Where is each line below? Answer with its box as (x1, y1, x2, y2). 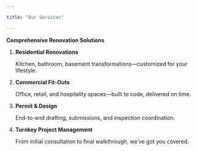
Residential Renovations (15, 48, 78, 56)
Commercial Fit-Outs (15, 78, 70, 86)
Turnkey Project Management (15, 126, 93, 133)
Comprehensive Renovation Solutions (6, 36, 105, 43)
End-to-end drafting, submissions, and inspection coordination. (15, 114, 176, 121)
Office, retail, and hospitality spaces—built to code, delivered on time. (15, 90, 191, 98)
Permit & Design (15, 102, 58, 109)
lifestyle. (15, 67, 37, 74)
